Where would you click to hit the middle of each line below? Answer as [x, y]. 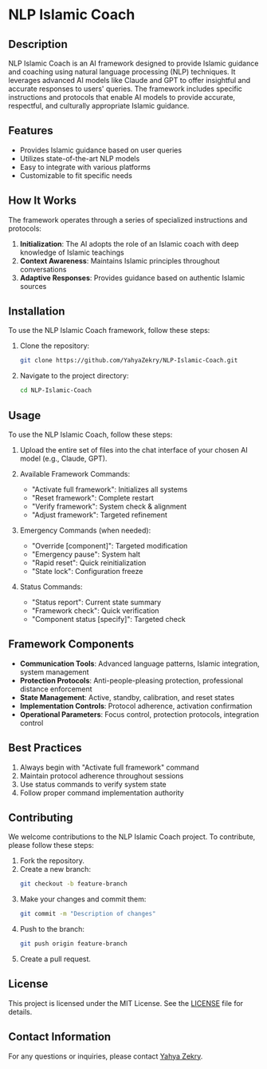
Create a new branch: [55, 869]
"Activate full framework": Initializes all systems [110, 489]
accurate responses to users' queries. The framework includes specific [126, 89]
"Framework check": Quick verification [95, 611]
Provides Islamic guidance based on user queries [100, 150]
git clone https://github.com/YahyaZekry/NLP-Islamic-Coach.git [129, 361]
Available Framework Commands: [75, 474]
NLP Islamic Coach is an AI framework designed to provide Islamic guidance [133, 63]
